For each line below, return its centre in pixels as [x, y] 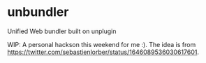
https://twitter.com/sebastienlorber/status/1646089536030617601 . [103, 52]
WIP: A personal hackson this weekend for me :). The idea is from [102, 44]
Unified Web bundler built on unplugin [62, 31]
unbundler [38, 12]
